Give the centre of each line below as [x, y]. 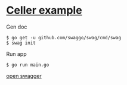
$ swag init [21, 43]
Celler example [44, 10]
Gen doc [17, 27]
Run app [16, 53]
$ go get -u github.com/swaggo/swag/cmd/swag [63, 37]
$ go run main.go [28, 65]
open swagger [24, 75]
